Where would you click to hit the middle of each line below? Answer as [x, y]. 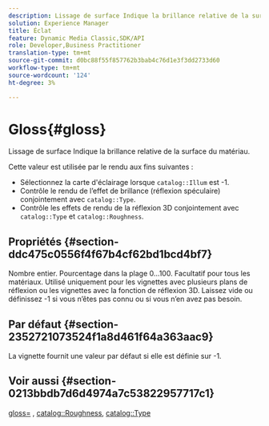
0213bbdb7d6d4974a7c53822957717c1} [111, 394]
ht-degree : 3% [32, 82]
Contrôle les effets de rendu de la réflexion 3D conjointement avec [129, 208]
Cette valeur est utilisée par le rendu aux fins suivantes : [101, 167]
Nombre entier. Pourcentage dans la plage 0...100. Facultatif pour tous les [129, 274]
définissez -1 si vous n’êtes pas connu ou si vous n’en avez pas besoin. [125, 299]
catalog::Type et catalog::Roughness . [82, 216]
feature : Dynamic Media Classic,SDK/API [77, 38]
